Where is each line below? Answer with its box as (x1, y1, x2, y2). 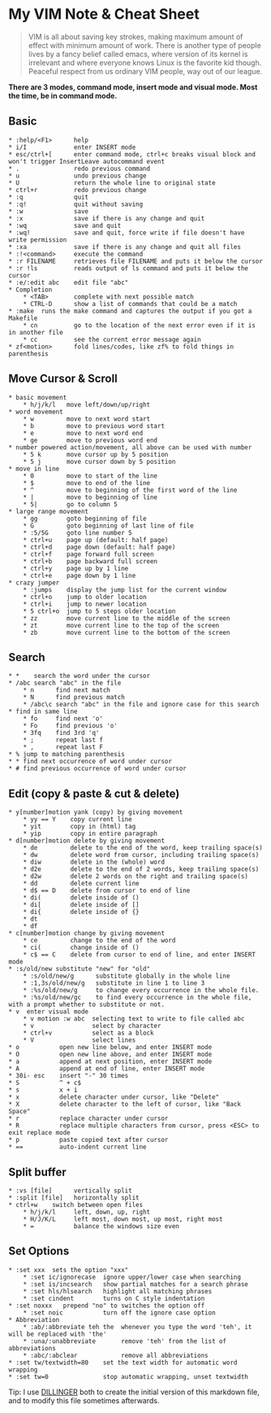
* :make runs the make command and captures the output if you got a (8, 307, 252, 315)
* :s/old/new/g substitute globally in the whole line (23, 972, 230, 981)
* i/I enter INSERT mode (8, 143, 136, 151)
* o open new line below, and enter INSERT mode (8, 1043, 213, 1052)
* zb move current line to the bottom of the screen (23, 628, 230, 637)
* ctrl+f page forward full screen (23, 550, 154, 558)
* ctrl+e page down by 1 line (23, 571, 136, 580)
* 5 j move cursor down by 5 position (23, 457, 176, 466)
